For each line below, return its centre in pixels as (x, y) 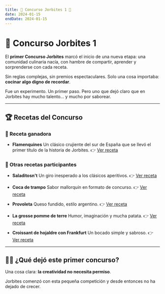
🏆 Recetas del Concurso (44, 117)
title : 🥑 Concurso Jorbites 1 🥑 (38, 10)
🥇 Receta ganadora (28, 134)
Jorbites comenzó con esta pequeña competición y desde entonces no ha (80, 281)
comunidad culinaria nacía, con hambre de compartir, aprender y (71, 62)
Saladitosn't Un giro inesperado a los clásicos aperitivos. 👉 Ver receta (84, 176)
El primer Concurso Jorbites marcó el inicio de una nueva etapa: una (75, 57)
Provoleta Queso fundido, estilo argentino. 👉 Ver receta (70, 204)
